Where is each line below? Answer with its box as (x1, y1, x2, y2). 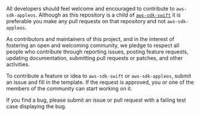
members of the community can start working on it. (6, 85, 133, 92)
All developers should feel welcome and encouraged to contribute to (6, 5, 175, 12)
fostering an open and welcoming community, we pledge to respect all (6, 42, 180, 49)
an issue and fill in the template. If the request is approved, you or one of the (6, 79, 194, 86)
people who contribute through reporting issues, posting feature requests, (6, 48, 189, 55)
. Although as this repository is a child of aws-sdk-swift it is (35, 11, 181, 18)
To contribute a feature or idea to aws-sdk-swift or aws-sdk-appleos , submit (6, 73, 192, 79)
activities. (6, 61, 30, 68)
